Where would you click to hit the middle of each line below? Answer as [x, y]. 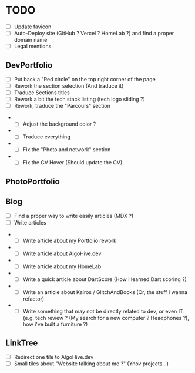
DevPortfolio [29, 65]
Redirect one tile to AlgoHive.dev [54, 357]
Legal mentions [33, 46]
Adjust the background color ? [59, 124]
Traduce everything [47, 137]
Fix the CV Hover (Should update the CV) [73, 163]
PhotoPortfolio [33, 181]
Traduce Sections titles [42, 93]
